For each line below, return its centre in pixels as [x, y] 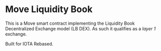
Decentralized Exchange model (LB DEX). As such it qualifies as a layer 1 [80, 28]
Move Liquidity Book [49, 9]
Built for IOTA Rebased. [29, 43]
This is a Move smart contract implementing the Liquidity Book [70, 23]
